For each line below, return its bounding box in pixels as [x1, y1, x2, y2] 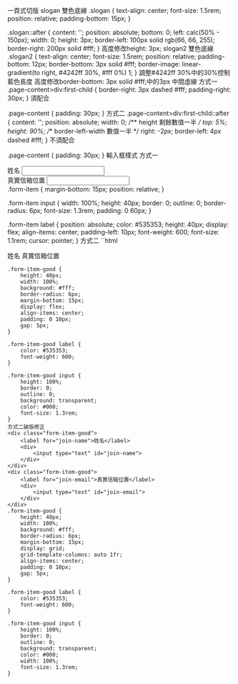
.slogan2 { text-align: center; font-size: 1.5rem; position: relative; [7, 52, 197, 61]
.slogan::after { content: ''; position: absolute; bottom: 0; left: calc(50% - [7, 28, 220, 36]
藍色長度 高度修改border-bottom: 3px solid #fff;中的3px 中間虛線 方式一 [7, 77, 218, 86]
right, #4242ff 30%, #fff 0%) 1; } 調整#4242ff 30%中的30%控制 [41, 69, 231, 76]
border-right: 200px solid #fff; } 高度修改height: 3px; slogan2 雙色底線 [7, 44, 214, 52]
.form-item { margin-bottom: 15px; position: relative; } [7, 185, 164, 193]
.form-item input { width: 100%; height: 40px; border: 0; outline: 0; [7, 199, 202, 207]
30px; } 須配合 [7, 94, 50, 102]
